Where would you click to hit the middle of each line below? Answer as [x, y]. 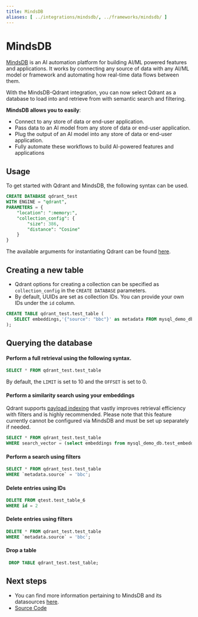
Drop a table [21, 550]
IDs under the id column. [45, 303]
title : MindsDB [25, 11]
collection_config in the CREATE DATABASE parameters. [80, 290]
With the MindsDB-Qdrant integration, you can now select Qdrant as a [91, 92]
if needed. [19, 427]
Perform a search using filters [44, 456]
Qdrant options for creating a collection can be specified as [87, 284]
